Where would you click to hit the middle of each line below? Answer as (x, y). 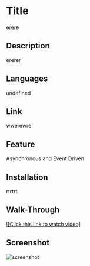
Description (28, 46)
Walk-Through (33, 210)
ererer (14, 60)
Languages (27, 79)
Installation (27, 177)
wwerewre (19, 126)
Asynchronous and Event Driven (45, 158)
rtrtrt (12, 191)
